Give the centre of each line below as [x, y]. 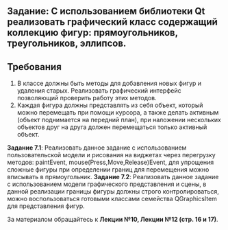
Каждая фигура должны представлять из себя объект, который [110, 105]
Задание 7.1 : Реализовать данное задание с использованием [97, 148]
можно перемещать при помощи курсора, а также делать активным [118, 113]
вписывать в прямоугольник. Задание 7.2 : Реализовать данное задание [113, 177]
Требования [34, 67]
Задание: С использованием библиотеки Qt [106, 11]
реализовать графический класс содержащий [112, 22]
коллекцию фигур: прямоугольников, [92, 33]
